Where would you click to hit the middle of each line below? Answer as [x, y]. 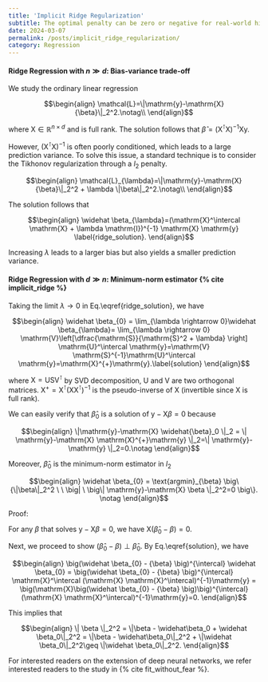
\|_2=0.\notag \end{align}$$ [154, 448]
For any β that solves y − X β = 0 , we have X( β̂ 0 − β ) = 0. [100, 530]
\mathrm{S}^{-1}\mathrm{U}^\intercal [134, 355]
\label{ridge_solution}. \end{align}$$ [134, 237]
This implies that [35, 613]
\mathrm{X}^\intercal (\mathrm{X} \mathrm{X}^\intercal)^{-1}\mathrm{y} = [134, 581]
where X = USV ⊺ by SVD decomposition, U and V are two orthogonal [121, 380]
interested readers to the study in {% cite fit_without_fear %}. [109, 669]
